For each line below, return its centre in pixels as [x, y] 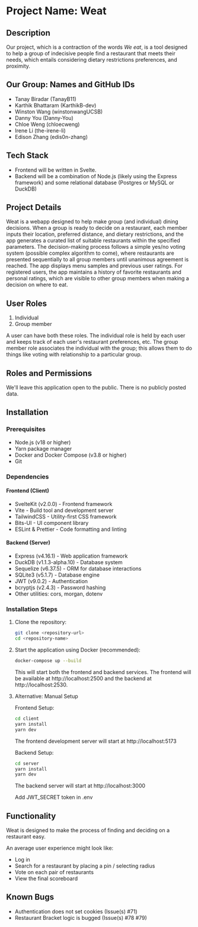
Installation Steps [32, 609]
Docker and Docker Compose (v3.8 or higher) [71, 455]
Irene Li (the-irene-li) [40, 130]
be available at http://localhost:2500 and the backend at [83, 678]
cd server [27, 763]
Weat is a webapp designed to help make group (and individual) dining [92, 222]
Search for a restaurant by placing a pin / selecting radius [85, 866]
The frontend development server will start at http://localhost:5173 [95, 741]
